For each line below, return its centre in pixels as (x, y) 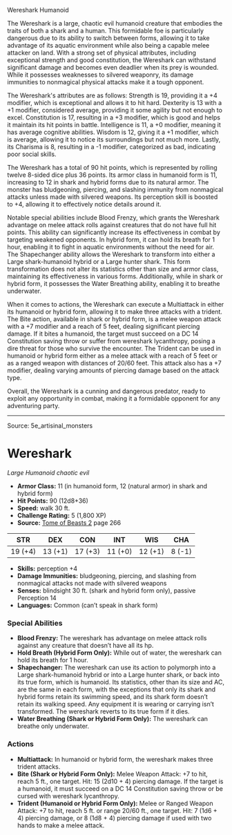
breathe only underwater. (53, 726)
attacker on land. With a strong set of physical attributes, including (102, 52)
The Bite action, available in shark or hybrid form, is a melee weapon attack (114, 319)
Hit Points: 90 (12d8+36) (52, 501)
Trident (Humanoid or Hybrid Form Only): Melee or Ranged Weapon (115, 803)
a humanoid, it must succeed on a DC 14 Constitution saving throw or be (120, 788)
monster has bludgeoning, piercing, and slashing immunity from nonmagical (115, 190)
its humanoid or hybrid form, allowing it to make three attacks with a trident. (115, 311)
